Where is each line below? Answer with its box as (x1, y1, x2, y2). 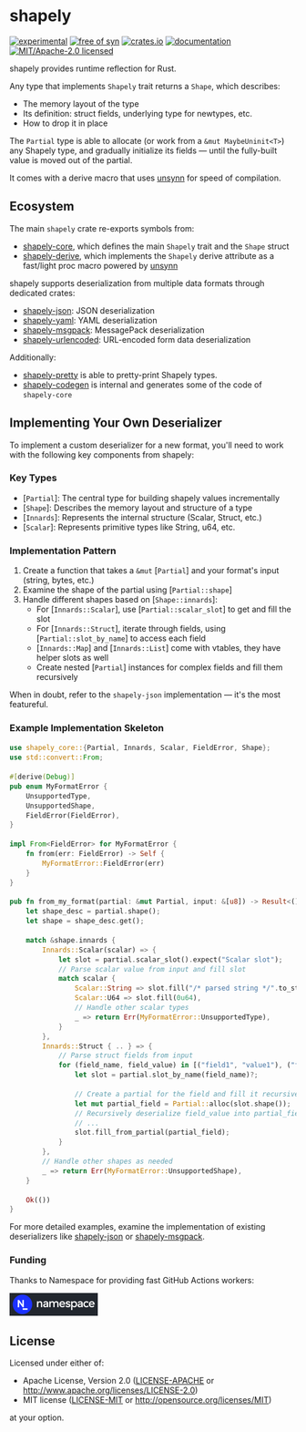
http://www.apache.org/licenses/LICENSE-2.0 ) (22, 1385, 199, 1396)
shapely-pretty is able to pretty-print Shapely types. (22, 369, 218, 380)
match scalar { (57, 974, 117, 984)
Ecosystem (9, 199, 75, 214)
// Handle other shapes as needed (42, 1157, 173, 1167)
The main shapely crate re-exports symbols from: (9, 222, 195, 233)
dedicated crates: (9, 287, 76, 298)
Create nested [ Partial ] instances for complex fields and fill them (36, 662, 283, 673)
